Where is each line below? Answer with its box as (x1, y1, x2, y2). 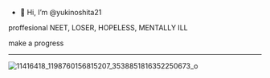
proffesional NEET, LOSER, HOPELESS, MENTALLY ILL (8, 23, 188, 32)
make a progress (8, 38, 64, 48)
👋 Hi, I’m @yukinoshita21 (19, 8, 102, 17)
